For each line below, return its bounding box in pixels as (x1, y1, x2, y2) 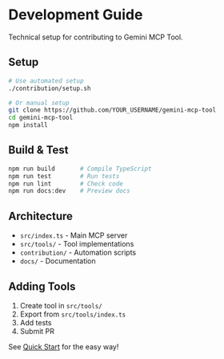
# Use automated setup (8, 76, 84, 85)
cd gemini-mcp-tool (8, 114, 74, 122)
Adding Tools (8, 279, 76, 293)
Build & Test (8, 143, 69, 157)
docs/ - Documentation (19, 256, 96, 266)
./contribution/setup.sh (8, 84, 91, 92)
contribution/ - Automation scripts (19, 247, 137, 258)
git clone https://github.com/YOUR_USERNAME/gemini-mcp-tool (8, 106, 217, 114)
